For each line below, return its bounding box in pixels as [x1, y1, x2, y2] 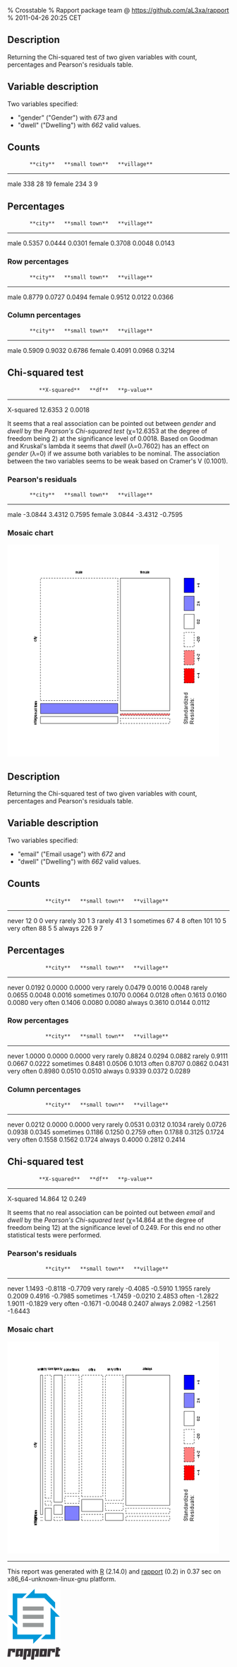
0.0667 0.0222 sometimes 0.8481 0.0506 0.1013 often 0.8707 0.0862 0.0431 [7, 1059, 229, 1067]
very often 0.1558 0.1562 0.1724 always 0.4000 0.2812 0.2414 [7, 1135, 186, 1144]
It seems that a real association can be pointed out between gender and [7, 419, 217, 427]
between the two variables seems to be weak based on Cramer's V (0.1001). [7, 456, 229, 465]
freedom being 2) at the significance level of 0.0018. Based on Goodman [7, 434, 219, 443]
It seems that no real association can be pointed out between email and [7, 1208, 215, 1216]
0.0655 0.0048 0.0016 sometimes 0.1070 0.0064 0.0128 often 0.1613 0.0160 [7, 990, 227, 999]
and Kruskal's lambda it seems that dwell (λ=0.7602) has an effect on [7, 441, 209, 450]
